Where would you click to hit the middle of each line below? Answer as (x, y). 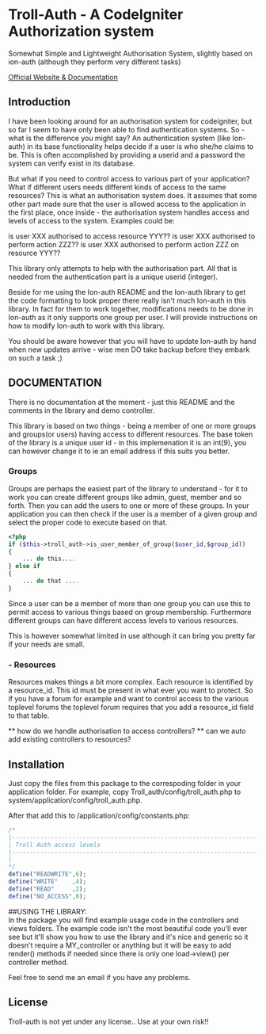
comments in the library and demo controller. (82, 410)
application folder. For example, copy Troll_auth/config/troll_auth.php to (125, 792)
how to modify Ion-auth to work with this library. (86, 326)
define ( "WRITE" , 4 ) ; (47, 882)
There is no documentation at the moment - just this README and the (122, 402)
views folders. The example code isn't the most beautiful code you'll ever (128, 928)
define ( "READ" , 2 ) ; (47, 889)
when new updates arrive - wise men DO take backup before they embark (129, 349)
